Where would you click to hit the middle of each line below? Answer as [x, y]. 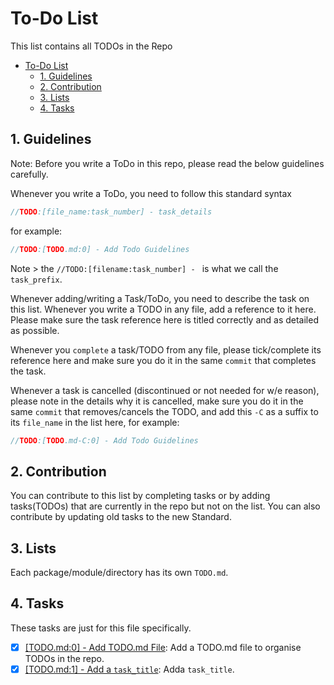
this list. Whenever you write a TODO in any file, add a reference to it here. [163, 309]
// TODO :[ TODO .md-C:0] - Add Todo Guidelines [104, 440]
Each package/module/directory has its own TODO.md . [119, 572]
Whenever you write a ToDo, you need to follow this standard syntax [151, 193]
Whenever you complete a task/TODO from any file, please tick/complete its [166, 349]
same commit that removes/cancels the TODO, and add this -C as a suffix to [164, 411]
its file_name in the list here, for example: [95, 422]
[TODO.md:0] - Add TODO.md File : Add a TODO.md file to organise [163, 647]
